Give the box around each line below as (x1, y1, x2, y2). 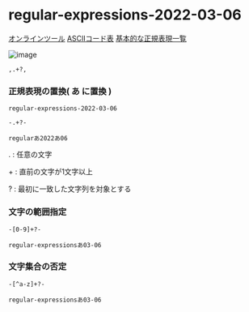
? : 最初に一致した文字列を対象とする (8, 184, 132, 194)
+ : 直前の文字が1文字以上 (8, 167, 93, 177)
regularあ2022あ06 (8, 135, 68, 143)
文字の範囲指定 (8, 207, 67, 218)
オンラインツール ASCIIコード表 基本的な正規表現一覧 (8, 33, 188, 43)
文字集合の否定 (8, 261, 67, 272)
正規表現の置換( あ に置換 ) (8, 85, 112, 96)
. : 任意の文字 (8, 150, 53, 160)
